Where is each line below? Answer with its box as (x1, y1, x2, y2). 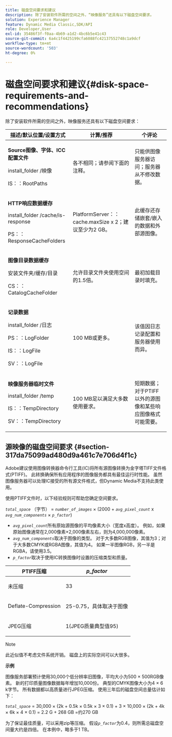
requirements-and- (5, 90, 89, 101)
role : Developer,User (5, 27, 52, 32)
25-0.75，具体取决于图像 (66, 603, 128, 610)
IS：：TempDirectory (8, 405, 59, 412)
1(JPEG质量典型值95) (66, 623, 119, 630)
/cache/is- (39, 212, 66, 219)
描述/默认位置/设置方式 (10, 132, 66, 139)
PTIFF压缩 (22, 568, 47, 575)
